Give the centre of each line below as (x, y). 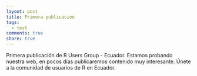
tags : (13, 22)
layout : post (22, 11)
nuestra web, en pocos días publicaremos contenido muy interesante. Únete (98, 61)
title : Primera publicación (41, 17)
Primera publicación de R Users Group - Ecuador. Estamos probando (89, 55)
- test (19, 28)
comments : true (25, 33)
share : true (21, 39)
